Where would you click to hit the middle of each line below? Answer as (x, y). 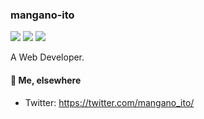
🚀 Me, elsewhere (46, 80)
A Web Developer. (47, 57)
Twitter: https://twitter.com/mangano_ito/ (109, 102)
